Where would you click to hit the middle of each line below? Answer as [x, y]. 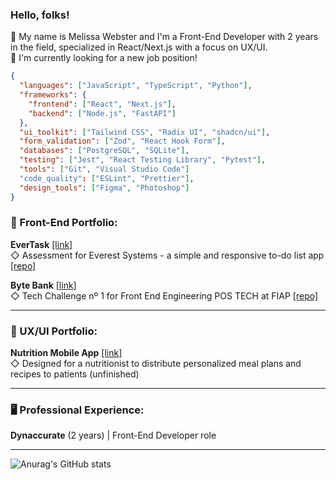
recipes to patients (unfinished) [75, 374]
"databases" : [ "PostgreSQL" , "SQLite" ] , [104, 151]
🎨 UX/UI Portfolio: [54, 331]
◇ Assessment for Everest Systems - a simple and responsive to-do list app [167, 255]
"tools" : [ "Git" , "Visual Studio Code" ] [104, 169]
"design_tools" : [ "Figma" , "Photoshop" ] [104, 188]
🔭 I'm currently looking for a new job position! [104, 58]
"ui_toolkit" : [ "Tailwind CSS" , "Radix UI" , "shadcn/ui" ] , [145, 132]
